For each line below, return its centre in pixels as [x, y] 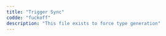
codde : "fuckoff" [29, 18]
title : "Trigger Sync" [35, 12]
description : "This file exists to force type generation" [84, 23]
